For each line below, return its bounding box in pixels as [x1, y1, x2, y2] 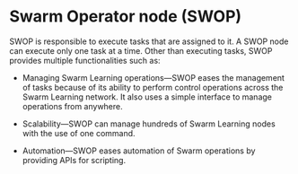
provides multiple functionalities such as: [9, 55, 161, 65]
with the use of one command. [22, 127, 136, 138]
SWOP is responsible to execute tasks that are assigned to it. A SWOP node [9, 36, 289, 47]
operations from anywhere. [22, 100, 123, 111]
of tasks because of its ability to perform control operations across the [22, 82, 284, 92]
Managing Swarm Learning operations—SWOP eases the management [22, 72, 285, 83]
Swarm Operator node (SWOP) [9, 6, 242, 27]
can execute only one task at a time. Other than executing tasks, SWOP [9, 45, 273, 56]
